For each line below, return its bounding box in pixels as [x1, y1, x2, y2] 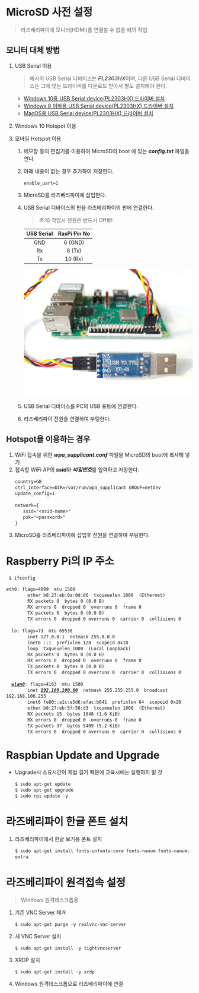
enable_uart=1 [23, 180, 59, 186]
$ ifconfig [8, 575, 36, 581]
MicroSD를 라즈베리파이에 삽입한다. [23, 191, 107, 198]
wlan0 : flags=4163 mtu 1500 [11, 681, 84, 687]
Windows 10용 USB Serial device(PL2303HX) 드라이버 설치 [23, 94, 165, 102]
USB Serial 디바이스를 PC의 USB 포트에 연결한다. [23, 402, 139, 410]
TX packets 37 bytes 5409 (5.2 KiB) [27, 723, 120, 729]
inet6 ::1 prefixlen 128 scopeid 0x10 [27, 640, 129, 646]
